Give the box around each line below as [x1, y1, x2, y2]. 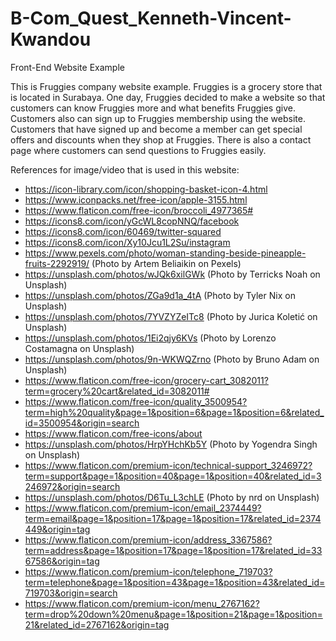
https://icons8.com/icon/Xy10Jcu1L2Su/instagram [24, 236, 231, 248]
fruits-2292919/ [24, 257, 90, 269]
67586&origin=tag [24, 555, 100, 567]
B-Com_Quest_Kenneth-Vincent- [10, 7, 292, 30]
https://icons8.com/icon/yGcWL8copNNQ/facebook [24, 215, 240, 227]
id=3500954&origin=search [24, 417, 140, 429]
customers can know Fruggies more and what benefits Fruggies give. [10, 102, 296, 114]
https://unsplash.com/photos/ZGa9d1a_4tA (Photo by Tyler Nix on [24, 289, 296, 301]
